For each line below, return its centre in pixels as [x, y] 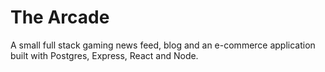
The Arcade [60, 17]
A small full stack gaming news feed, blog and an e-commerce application [163, 45]
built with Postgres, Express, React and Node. [104, 55]
